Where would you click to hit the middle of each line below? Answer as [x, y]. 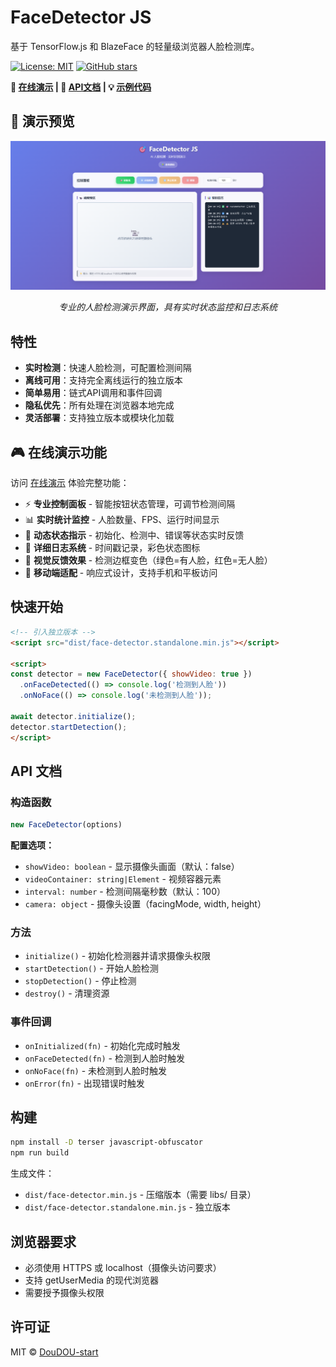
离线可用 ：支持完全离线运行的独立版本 [103, 380]
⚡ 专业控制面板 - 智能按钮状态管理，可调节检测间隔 [130, 504]
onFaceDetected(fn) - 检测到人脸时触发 [104, 1058]
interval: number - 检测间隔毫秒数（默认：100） [125, 892]
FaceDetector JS [81, 17]
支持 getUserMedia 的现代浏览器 [92, 1280]
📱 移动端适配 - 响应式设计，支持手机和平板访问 [121, 573]
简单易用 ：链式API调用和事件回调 [93, 393]
